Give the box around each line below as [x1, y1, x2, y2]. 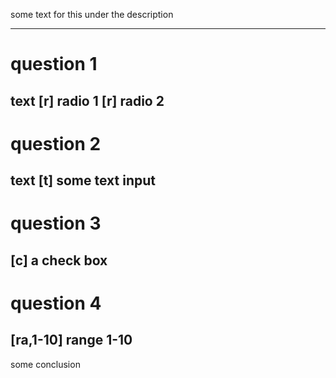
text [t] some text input [10, 172, 156, 189]
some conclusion [10, 358, 81, 370]
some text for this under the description [10, 9, 174, 20]
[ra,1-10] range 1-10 [10, 332, 133, 349]
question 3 [10, 212, 102, 235]
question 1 [10, 53, 98, 76]
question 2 [10, 132, 102, 155]
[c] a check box [10, 252, 108, 269]
